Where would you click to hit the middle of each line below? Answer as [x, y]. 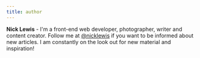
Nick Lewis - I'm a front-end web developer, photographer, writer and [94, 29]
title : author [24, 12]
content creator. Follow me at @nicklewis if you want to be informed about [100, 35]
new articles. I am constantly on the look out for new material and [89, 42]
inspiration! [20, 48]
